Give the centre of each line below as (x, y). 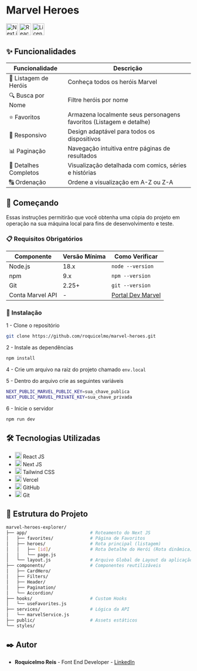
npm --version (131, 276)
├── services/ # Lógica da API (68, 609)
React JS (34, 457)
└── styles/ (21, 626)
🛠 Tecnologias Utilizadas (53, 438)
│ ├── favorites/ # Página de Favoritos (76, 538)
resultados (82, 155)
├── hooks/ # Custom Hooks (67, 598)
